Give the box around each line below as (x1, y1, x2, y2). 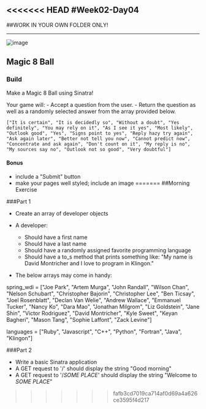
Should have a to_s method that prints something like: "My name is (24, 253, 193, 260)
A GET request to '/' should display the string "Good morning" (15, 365, 172, 372)
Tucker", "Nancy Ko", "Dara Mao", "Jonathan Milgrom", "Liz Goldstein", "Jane (6, 303, 200, 310)
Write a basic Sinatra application (15, 358, 97, 365)
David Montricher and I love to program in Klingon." (24, 259, 154, 267)
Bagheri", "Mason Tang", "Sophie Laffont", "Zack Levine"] (6, 316, 152, 323)
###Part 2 (6, 346, 32, 354)
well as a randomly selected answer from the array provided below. (6, 107, 177, 115)
